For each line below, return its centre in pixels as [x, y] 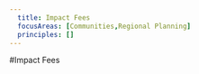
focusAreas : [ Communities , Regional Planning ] [104, 26]
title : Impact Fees [54, 18]
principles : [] [46, 34]
